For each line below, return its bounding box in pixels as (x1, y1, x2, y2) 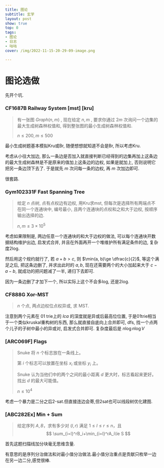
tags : (5, 30, 16, 35)
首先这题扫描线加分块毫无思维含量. (5, 441, 75, 447)
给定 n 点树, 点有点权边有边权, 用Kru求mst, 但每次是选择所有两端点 (17, 200, 152, 206)
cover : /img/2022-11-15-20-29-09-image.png (5, 48, 95, 53)
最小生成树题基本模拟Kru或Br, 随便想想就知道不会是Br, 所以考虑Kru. (5, 143, 141, 149)
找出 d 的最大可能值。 (17, 378, 61, 384)
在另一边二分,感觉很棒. (5, 457, 51, 464)
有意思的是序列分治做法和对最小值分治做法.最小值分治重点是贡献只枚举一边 (5, 451, 157, 457)
